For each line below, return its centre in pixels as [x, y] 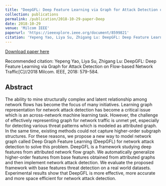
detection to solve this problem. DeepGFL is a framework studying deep [78, 146]
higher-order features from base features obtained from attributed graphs [80, 157]
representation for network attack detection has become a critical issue [78, 110]
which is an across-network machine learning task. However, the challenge [82, 115]
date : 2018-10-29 [23, 24]
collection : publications [32, 14]
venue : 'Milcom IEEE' [27, 28]
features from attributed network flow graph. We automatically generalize [80, 152]
